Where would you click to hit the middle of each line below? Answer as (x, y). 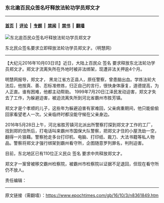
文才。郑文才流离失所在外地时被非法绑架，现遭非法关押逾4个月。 (79, 69)
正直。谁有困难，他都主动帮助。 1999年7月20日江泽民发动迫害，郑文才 (81, 91)
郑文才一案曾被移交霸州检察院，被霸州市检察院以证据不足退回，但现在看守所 (82, 164)
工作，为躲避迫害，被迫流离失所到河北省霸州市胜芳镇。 (69, 98)
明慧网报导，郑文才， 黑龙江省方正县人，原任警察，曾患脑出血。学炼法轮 (78, 79)
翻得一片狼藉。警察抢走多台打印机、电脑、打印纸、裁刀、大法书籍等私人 (78, 137)
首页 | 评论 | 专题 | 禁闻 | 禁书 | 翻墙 (45, 25)
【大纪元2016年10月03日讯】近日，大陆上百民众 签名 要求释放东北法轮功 (78, 63)
